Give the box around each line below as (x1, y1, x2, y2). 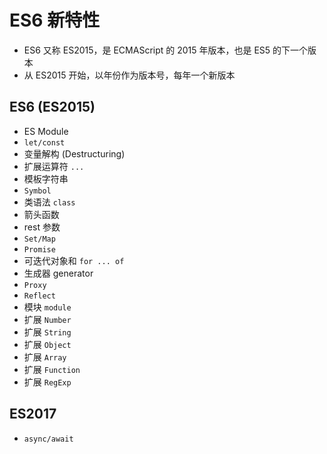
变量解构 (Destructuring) (23, 147, 126, 160)
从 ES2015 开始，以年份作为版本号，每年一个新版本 (23, 69, 236, 81)
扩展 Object (23, 338, 72, 350)
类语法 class (23, 196, 76, 208)
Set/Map (23, 234, 56, 244)
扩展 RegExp (23, 376, 72, 388)
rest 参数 (23, 221, 61, 233)
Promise (23, 244, 56, 255)
